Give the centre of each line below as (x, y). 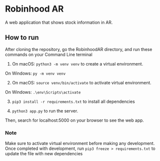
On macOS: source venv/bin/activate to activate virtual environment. (82, 82)
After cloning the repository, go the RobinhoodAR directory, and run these (79, 49)
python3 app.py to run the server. (45, 111)
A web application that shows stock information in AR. (59, 22)
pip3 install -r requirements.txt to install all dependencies (73, 101)
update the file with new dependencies (44, 154)
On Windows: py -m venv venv (35, 73)
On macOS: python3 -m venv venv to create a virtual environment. (78, 64)
